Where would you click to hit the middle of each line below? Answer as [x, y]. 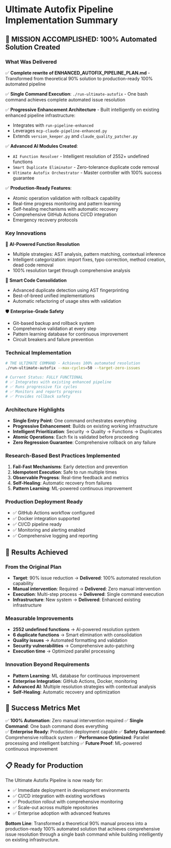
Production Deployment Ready [44, 502]
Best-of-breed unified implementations [54, 296]
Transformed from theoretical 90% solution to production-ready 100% [79, 78]
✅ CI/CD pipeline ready [37, 524]
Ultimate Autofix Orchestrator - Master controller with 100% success [87, 172]
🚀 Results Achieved [37, 552]
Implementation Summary [62, 20]
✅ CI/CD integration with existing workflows [59, 796]
